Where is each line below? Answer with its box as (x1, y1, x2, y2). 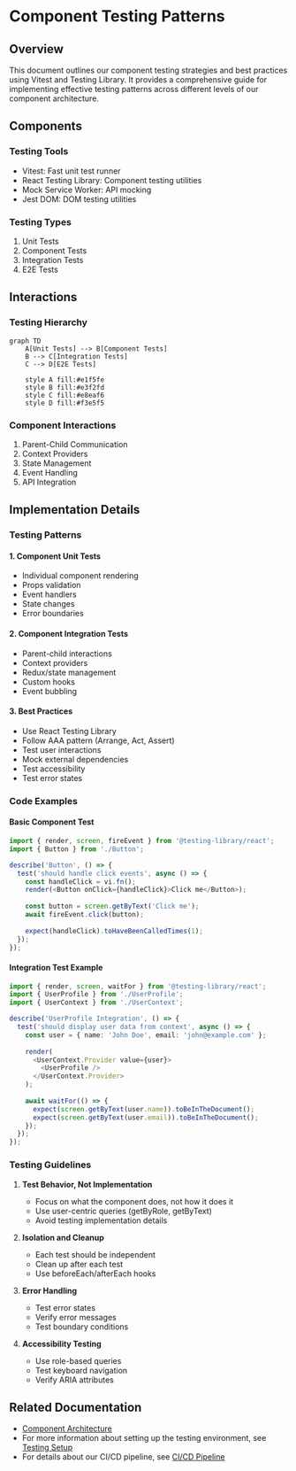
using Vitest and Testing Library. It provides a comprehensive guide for (9, 74, 268, 85)
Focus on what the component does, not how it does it (34, 1196, 234, 1206)
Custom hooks (21, 676, 75, 687)
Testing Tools (9, 145, 69, 158)
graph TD (9, 337, 42, 345)
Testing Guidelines (9, 1158, 92, 1171)
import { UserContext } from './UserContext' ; (9, 998, 184, 1007)
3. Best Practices (9, 706, 73, 716)
